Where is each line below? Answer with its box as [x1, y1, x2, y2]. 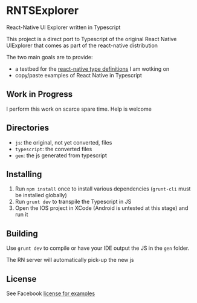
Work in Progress [6, 89, 73, 100]
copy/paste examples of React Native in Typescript [15, 71, 142, 79]
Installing [6, 169, 42, 179]
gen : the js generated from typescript [15, 152, 107, 159]
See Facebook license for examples [6, 290, 95, 297]
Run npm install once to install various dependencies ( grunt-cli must [15, 185, 191, 192]
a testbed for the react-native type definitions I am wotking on [15, 65, 170, 73]
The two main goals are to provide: [6, 53, 93, 60]
